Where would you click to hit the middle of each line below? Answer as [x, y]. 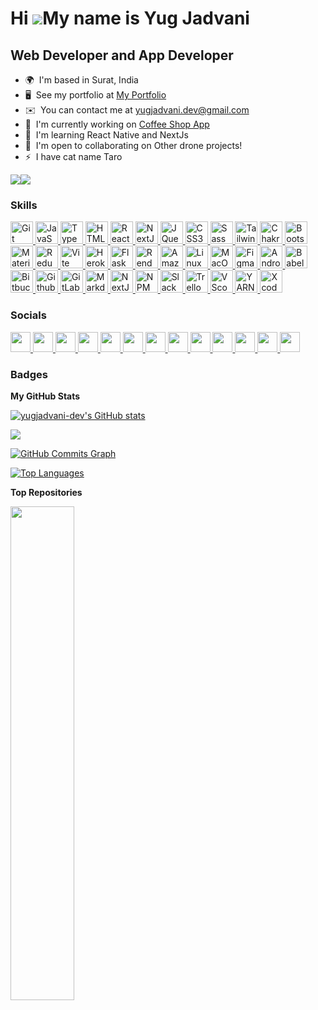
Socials [28, 315]
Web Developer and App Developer [122, 55]
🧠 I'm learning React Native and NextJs [106, 135]
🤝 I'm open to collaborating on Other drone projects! [133, 145]
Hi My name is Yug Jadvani [130, 18]
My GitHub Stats [45, 396]
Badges [29, 374]
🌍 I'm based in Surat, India [81, 80]
